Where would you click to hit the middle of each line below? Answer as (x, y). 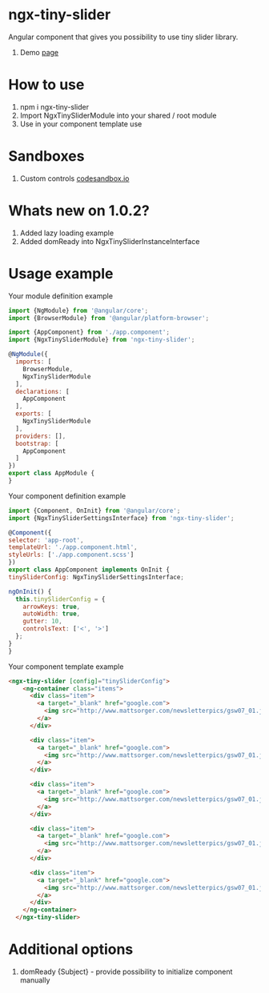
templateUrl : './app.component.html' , (73, 547)
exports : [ (34, 414)
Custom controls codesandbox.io (74, 178)
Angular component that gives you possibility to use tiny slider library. (123, 37)
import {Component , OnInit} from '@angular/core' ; (94, 511)
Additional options (71, 949)
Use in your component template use (81, 124)
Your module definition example (61, 296)
